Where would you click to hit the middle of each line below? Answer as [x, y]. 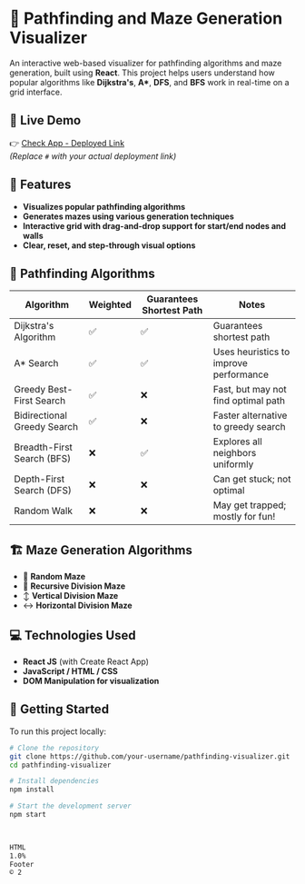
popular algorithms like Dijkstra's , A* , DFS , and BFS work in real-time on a [149, 82]
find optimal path [249, 401]
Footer [22, 864]
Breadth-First [43, 447]
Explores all [238, 442]
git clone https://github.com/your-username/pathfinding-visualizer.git [150, 756]
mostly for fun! [244, 517]
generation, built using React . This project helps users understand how [142, 73]
